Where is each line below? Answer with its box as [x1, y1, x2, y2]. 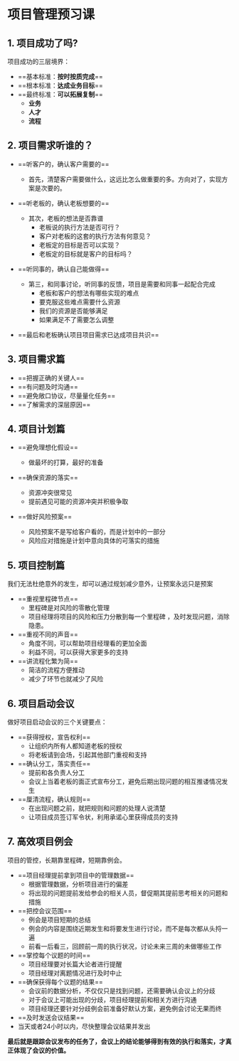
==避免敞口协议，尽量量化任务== [17, 391, 116, 400]
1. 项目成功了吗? [7, 37, 78, 49]
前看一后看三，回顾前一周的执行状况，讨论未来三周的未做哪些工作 [28, 942, 222, 950]
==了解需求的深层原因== [17, 400, 91, 409]
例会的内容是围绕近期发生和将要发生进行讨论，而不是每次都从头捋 [28, 924, 222, 932]
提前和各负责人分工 [28, 769, 85, 777]
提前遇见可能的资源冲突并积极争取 [28, 497, 129, 506]
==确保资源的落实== [17, 474, 78, 482]
